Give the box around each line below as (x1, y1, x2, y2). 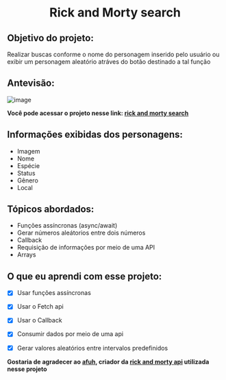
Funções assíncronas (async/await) (16, 222, 118, 230)
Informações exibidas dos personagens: (7, 129, 184, 141)
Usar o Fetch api (16, 302, 64, 311)
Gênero (16, 176, 39, 185)
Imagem (16, 147, 40, 155)
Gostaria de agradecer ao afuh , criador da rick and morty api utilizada (7, 357, 210, 366)
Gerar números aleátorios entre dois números (16, 228, 146, 237)
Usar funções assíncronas (16, 289, 91, 297)
